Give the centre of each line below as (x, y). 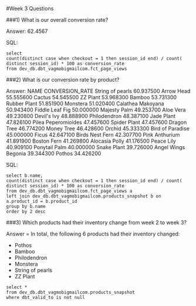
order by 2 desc (26, 211)
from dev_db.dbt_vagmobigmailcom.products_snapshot (70, 292)
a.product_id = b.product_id (42, 201)
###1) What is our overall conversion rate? (57, 20)
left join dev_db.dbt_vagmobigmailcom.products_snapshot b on (84, 196)
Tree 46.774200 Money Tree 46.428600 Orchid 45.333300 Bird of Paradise (98, 128)
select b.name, (25, 176)
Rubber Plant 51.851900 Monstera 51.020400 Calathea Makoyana (85, 103)
